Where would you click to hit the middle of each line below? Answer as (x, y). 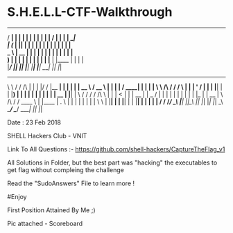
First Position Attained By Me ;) (51, 210)
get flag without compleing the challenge (66, 169)
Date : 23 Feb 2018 (34, 122)
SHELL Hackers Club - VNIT (47, 136)
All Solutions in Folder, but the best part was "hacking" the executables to (112, 162)
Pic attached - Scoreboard (45, 223)
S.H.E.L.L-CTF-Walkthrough (90, 12)
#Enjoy (17, 196)
